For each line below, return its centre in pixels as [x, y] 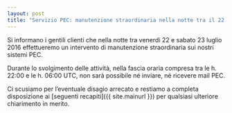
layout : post [26, 14]
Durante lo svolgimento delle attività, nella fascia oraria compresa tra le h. [112, 68]
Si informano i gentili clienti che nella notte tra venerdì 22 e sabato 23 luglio [115, 40]
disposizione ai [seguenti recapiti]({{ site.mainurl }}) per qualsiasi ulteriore [113, 96]
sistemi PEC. [25, 54]
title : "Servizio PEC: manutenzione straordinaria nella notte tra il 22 [116, 20]
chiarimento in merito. [38, 103]
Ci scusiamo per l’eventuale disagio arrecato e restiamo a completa [103, 89]
